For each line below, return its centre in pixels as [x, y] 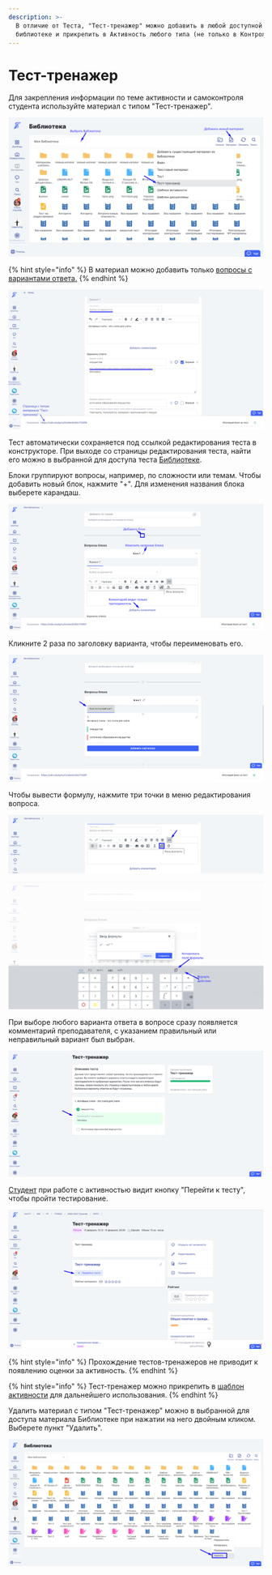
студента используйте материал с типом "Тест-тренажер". [110, 106]
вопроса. [24, 804]
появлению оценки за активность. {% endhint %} [93, 1371]
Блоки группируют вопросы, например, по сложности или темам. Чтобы [135, 476]
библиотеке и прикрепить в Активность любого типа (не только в [126, 34]
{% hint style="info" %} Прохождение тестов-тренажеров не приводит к [134, 1362]
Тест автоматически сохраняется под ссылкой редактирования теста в [132, 442]
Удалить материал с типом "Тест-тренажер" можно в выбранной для [129, 1411]
